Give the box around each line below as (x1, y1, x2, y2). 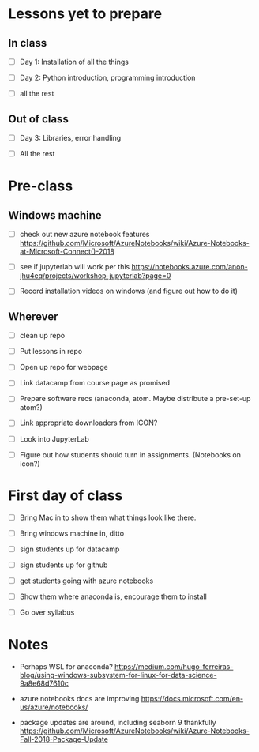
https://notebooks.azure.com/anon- (131, 262, 248, 272)
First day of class (8, 487, 123, 504)
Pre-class (8, 177, 73, 195)
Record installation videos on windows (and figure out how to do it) (19, 286, 238, 296)
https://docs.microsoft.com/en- (141, 694, 243, 703)
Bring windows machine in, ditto (19, 528, 125, 538)
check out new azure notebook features (19, 230, 150, 239)
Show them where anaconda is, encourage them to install (19, 592, 207, 601)
